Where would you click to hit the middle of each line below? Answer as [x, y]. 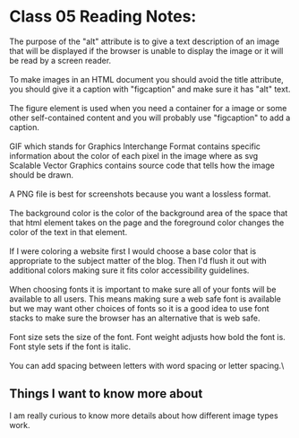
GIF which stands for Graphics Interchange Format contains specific [135, 146]
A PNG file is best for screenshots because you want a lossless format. [140, 194]
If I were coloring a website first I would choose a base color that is [133, 251]
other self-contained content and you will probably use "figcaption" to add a [150, 118]
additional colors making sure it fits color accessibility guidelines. [129, 270]
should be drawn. [42, 175]
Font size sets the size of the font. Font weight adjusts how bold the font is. [148, 337]
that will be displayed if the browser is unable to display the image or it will [146, 50]
